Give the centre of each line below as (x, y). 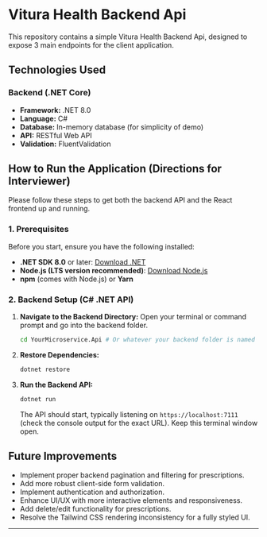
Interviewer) (39, 182)
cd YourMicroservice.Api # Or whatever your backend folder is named (137, 340)
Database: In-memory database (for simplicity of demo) (112, 127)
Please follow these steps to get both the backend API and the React (120, 200)
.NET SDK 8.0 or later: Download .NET (83, 262)
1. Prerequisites (39, 230)
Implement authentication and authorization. (92, 492)
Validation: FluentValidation (65, 144)
